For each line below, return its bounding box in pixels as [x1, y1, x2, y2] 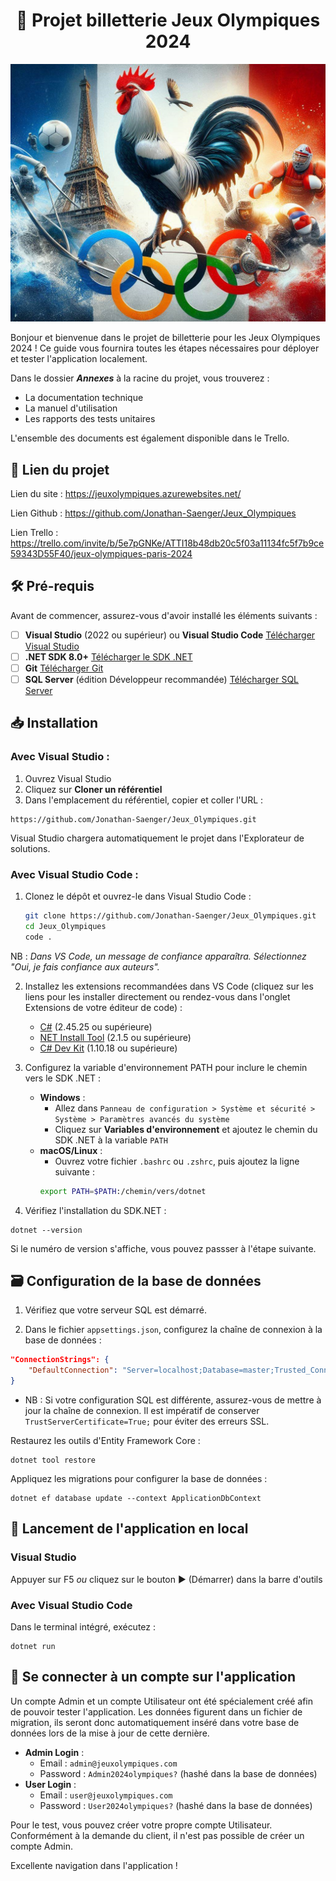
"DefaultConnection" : [28, 1365, 118, 1376]
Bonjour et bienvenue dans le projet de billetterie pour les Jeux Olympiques [10, 332, 321, 344]
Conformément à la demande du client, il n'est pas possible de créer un [10, 1829, 305, 1841]
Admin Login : [24, 1746, 85, 1758]
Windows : [39, 1091, 86, 1103]
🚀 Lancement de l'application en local [10, 1520, 249, 1538]
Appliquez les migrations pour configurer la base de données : [10, 1473, 268, 1484]
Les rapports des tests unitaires [24, 413, 156, 425]
